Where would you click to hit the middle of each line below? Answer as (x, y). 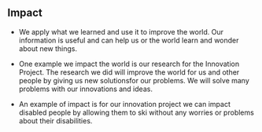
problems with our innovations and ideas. (85, 89)
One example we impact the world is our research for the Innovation (129, 64)
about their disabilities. (55, 120)
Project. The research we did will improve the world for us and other (129, 72)
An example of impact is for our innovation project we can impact (125, 104)
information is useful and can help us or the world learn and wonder (129, 40)
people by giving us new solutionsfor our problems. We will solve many (134, 80)
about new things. (48, 48)
